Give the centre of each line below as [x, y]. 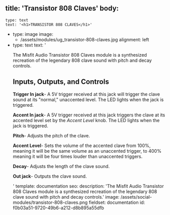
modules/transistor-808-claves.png [50, 202]
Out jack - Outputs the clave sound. [50, 176]
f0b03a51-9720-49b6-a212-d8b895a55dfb [58, 208]
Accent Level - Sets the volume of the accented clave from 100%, [82, 146]
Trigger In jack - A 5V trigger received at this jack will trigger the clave [86, 94]
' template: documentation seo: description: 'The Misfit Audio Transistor [88, 186]
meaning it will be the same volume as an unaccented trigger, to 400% [87, 151]
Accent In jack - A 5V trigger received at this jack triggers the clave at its [89, 115]
